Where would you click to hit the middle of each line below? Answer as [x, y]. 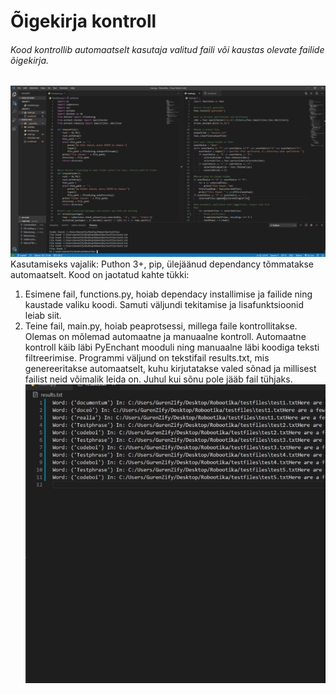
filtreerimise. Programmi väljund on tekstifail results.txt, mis [147, 357]
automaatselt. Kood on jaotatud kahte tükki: [100, 274]
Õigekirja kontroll [83, 21]
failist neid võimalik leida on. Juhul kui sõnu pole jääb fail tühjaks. [158, 379]
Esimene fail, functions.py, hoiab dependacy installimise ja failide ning [168, 294]
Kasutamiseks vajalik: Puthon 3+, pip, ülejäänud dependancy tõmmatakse [162, 264]
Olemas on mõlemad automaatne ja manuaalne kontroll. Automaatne [165, 336]
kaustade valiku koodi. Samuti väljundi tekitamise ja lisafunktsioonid [164, 304]
